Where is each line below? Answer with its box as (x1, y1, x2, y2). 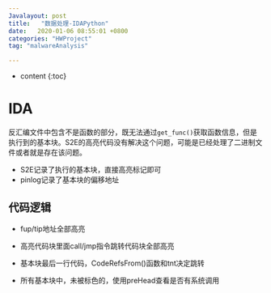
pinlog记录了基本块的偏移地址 (19, 175, 120, 185)
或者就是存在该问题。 (15, 147, 87, 158)
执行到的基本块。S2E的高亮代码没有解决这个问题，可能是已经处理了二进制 (8, 138, 256, 147)
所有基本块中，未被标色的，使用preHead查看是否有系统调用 (19, 275, 220, 285)
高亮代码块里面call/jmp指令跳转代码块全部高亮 (19, 240, 175, 251)
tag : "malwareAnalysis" (8, 42, 89, 50)
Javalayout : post (8, 11, 67, 20)
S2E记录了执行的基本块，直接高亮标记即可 (19, 165, 162, 175)
